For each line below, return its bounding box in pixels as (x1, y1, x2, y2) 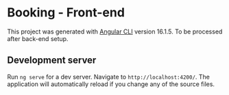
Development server (7, 55, 97, 66)
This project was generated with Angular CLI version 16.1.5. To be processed (7, 27, 223, 36)
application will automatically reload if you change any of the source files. (7, 80, 215, 88)
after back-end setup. (7, 34, 69, 42)
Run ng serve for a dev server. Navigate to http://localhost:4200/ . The (7, 72, 210, 81)
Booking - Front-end (7, 5, 125, 21)
